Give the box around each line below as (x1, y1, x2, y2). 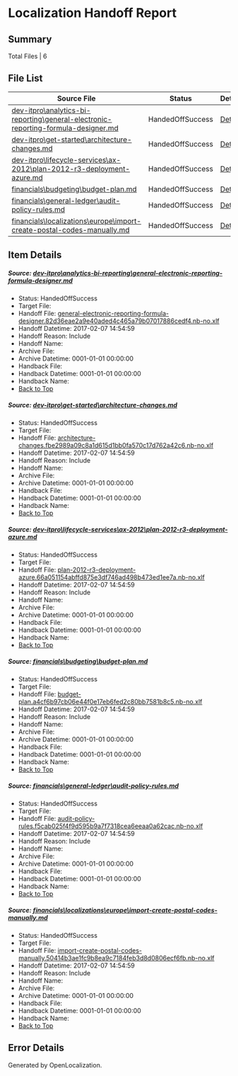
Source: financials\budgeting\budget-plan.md (8, 657, 148, 665)
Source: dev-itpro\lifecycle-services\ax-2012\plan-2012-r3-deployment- (8, 525, 228, 533)
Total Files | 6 (8, 52, 47, 60)
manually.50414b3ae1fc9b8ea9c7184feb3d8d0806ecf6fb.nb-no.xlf (18, 954, 215, 963)
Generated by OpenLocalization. (8, 1060, 102, 1069)
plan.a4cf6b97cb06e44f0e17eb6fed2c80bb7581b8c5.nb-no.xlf (18, 698, 203, 706)
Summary (8, 33, 52, 45)
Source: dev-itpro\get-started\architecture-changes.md (8, 400, 178, 409)
